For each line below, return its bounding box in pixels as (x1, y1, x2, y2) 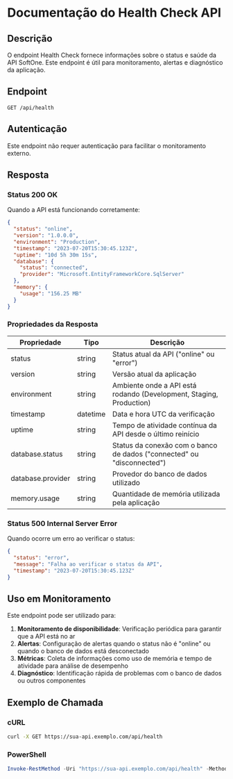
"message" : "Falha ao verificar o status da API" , (13, 561, 163, 568)
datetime (76, 409, 106, 418)
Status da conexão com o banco (112, 440, 218, 450)
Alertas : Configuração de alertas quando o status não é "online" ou (17, 639, 211, 648)
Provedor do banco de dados (112, 469, 207, 479)
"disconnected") (112, 457, 166, 467)
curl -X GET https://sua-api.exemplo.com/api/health (7, 733, 163, 741)
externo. (7, 149, 31, 157)
